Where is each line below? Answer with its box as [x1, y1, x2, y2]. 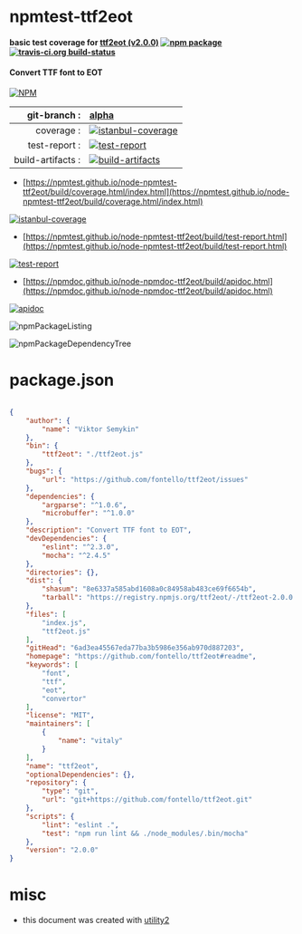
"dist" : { [25, 576, 63, 585]
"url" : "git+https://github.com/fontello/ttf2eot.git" [42, 795, 253, 804]
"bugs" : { [25, 467, 63, 477]
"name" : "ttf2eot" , [25, 761, 99, 771]
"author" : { [25, 416, 71, 425]
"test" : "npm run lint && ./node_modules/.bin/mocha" [42, 829, 249, 838]
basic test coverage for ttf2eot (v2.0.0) [9, 36, 160, 47]
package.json [9, 370, 115, 390]
